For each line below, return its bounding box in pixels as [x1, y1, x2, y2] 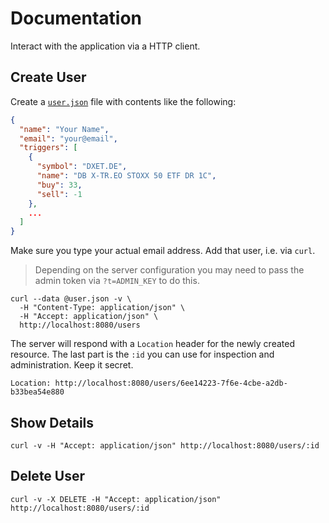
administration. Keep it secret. [10, 359, 134, 371]
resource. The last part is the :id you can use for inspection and [10, 348, 275, 361]
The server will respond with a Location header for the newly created [10, 338, 295, 350]
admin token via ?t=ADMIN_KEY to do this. [34, 275, 200, 287]
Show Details [10, 414, 95, 431]
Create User [10, 69, 87, 86]
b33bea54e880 [10, 387, 65, 397]
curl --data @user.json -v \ [10, 294, 132, 304]
